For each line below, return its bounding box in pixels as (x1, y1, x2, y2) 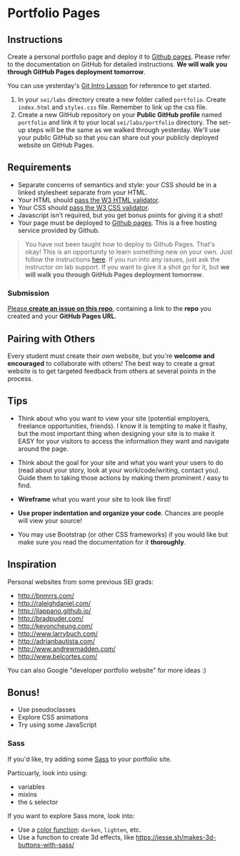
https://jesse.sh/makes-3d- (135, 832, 216, 841)
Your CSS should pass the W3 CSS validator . (17, 203, 150, 211)
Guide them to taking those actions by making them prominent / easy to (17, 473, 229, 482)
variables (17, 782, 45, 791)
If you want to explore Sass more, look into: (7, 811, 135, 820)
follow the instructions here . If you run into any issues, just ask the (24, 255, 220, 264)
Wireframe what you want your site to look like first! (17, 494, 171, 503)
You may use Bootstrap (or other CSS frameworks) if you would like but (17, 530, 229, 539)
